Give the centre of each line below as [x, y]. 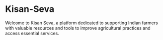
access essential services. [32, 33]
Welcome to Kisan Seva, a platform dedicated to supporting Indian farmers [81, 23]
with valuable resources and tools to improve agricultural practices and [78, 28]
